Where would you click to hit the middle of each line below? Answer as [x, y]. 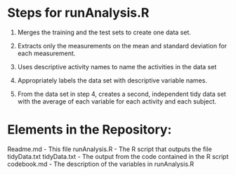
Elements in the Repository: [90, 130]
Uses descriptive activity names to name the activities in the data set [117, 66]
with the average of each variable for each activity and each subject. [117, 101]
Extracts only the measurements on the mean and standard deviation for [122, 45]
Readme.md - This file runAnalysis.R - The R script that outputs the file [110, 149]
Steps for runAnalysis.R [78, 13]
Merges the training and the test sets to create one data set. [104, 32]
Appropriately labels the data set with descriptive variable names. [112, 80]
